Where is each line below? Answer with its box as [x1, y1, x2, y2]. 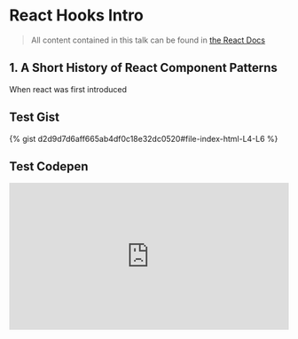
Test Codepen [9, 159, 89, 174]
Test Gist [9, 110, 60, 125]
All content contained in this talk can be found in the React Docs [30, 35, 266, 45]
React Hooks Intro [9, 5, 144, 26]
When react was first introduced [9, 83, 127, 94]
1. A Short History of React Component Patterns [9, 60, 278, 75]
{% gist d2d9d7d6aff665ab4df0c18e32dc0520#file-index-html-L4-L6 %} [9, 133, 278, 144]
